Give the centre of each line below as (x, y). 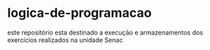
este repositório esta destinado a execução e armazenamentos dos (105, 32)
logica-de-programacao (80, 13)
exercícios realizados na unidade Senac (65, 39)
